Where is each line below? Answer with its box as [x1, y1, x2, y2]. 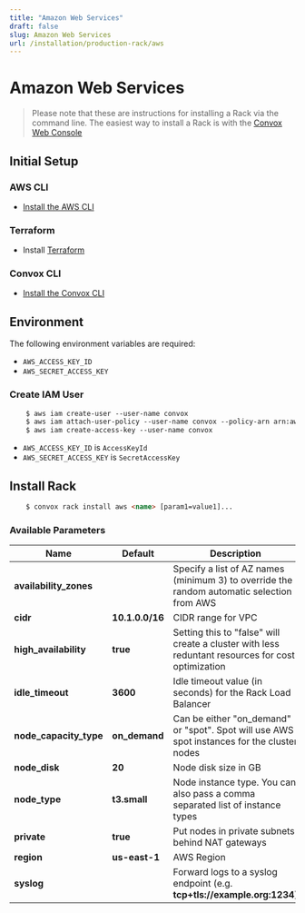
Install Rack [9, 478, 77, 493]
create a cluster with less [172, 638, 280, 650]
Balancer [172, 698, 212, 710]
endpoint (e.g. [172, 878, 233, 890]
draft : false [9, 22, 59, 31]
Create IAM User [9, 388, 84, 401]
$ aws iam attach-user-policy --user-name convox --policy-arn [25, 417, 271, 427]
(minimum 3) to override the [172, 574, 293, 587]
